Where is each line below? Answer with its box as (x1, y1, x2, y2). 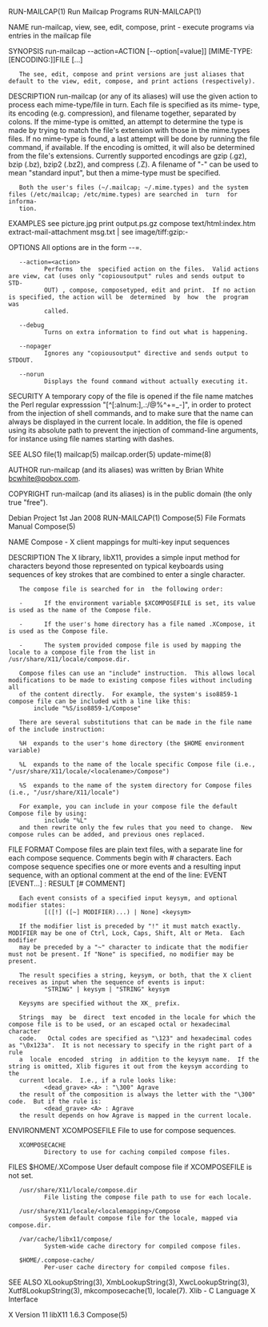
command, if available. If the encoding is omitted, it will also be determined (8, 143, 255, 151)
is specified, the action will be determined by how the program (8, 293, 249, 301)
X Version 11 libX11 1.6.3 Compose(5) (8, 1310, 128, 1319)
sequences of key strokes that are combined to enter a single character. (8, 570, 246, 579)
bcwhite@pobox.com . (8, 474, 81, 483)
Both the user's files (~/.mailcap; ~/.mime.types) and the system (18, 184, 249, 192)
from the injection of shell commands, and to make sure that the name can (8, 409, 254, 417)
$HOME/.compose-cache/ (18, 1256, 94, 1264)
